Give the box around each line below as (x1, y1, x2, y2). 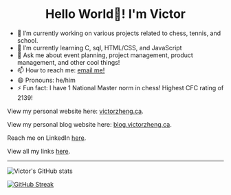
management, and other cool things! (16, 58, 120, 66)
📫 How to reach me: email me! (16, 65, 105, 74)
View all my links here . (7, 147, 71, 155)
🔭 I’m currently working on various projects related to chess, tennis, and (16, 29, 221, 37)
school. (16, 36, 38, 44)
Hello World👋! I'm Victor (45, 6, 186, 22)
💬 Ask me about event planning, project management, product (16, 51, 194, 59)
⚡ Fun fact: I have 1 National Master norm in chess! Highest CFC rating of (16, 83, 224, 92)
